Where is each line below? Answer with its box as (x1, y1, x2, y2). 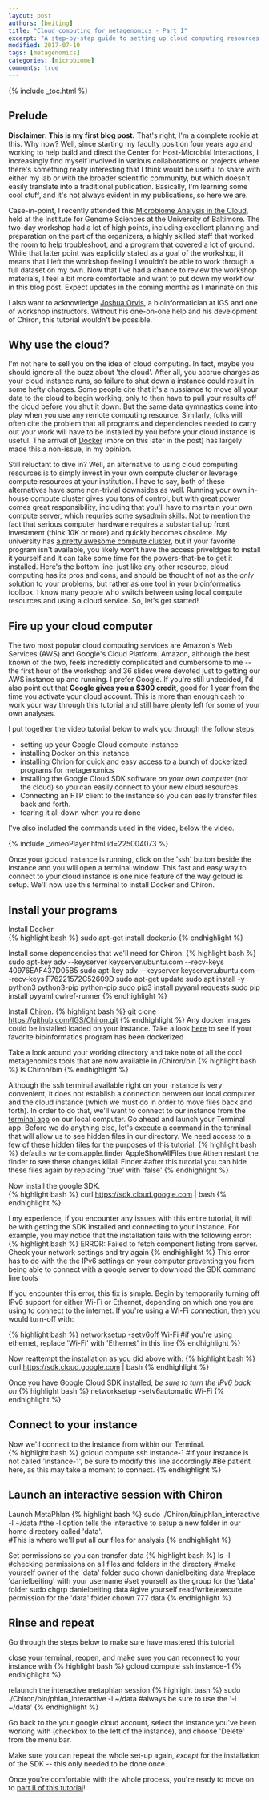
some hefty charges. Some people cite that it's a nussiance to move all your (8, 385, 259, 394)
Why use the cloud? (8, 337, 110, 351)
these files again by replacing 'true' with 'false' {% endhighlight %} (8, 1165, 230, 1175)
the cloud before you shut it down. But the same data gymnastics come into (8, 402, 258, 411)
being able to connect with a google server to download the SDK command (8, 1265, 256, 1274)
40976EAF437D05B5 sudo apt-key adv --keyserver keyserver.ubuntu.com (8, 966, 255, 975)
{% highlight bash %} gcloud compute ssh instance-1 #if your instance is (8, 1447, 250, 1457)
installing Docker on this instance (19, 749, 130, 758)
